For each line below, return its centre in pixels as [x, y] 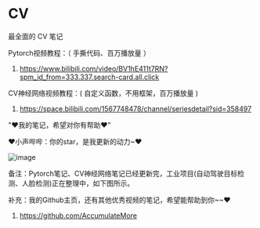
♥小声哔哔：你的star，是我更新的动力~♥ [75, 141]
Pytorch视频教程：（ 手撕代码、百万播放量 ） [79, 52]
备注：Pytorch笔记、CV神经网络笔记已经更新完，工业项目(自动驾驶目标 [123, 173]
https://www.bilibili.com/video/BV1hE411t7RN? [94, 68]
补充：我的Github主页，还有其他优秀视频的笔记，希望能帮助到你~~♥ [119, 200]
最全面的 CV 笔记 [36, 36]
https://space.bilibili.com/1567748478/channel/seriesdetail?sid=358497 [135, 109]
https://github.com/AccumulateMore [78, 215]
